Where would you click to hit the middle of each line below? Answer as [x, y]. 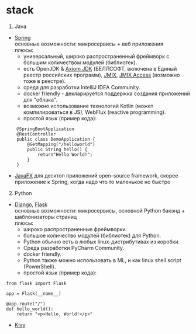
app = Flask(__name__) [34, 293]
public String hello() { [57, 149]
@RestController [37, 134]
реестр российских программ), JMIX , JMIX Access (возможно [102, 75]
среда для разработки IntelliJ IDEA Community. [82, 87]
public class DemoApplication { [56, 139]
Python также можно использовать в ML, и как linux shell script [102, 260]
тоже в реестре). [44, 81]
